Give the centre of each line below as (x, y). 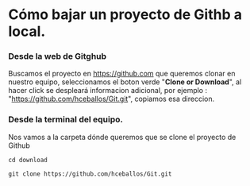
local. (27, 31)
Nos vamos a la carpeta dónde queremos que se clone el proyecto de (122, 137)
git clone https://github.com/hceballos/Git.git (90, 174)
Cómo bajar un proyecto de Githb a (125, 15)
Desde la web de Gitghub (58, 56)
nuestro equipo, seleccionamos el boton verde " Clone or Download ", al (125, 82)
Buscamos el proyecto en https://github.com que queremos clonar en (122, 74)
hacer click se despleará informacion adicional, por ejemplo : (108, 91)
